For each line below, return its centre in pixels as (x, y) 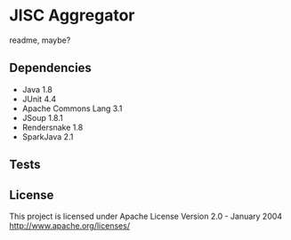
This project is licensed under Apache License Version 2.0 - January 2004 (146, 216)
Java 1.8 (37, 89)
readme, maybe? (40, 40)
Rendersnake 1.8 (53, 127)
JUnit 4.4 (39, 99)
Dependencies (50, 68)
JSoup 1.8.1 (43, 117)
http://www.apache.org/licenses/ (70, 225)
